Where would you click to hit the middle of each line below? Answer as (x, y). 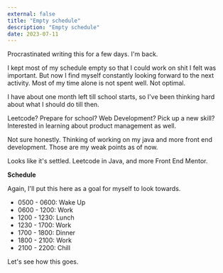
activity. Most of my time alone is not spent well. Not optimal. (97, 83)
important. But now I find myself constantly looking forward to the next (111, 76)
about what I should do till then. (53, 105)
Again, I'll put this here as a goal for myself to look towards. (94, 189)
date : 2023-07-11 (33, 34)
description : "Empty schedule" (54, 27)
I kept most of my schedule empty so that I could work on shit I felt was (112, 68)
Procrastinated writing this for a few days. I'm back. (83, 54)
